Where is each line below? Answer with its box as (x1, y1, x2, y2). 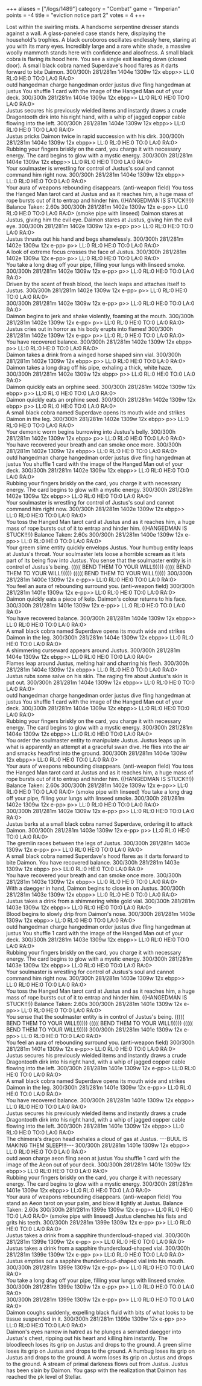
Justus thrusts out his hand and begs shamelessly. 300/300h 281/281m (6, 235, 184, 243)
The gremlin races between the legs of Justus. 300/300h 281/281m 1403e (6, 840, 191, 846)
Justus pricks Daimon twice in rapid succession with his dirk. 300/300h (6, 132, 185, 140)
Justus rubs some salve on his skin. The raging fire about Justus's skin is (6, 673, 188, 679)
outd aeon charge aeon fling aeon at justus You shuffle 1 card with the (6, 1155, 180, 1162)
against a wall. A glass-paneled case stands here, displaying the (6, 30, 166, 37)
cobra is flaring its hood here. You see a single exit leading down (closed (6, 56, 187, 62)
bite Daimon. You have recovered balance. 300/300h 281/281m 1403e (6, 859, 180, 866)
